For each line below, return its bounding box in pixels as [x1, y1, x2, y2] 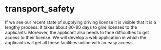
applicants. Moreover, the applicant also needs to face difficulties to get [5, 29, 149, 35]
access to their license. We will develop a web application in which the [5, 35, 147, 40]
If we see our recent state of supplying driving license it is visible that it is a [5, 19, 156, 25]
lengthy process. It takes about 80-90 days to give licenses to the [5, 24, 138, 30]
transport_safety [5, 3, 75, 14]
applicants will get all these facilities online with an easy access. [5, 39, 134, 45]
